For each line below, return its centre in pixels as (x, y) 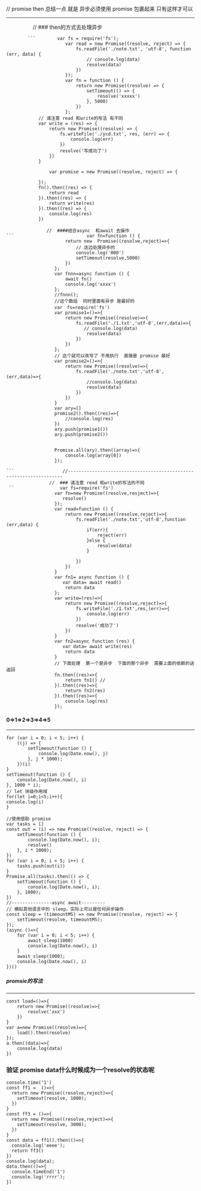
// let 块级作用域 (27, 792)
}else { (96, 541)
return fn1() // (85, 680)
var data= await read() (92, 583)
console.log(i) (25, 802)
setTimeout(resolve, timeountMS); (60, 920)
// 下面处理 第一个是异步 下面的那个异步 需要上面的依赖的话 (124, 664)
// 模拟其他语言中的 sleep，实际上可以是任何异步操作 (65, 909)
